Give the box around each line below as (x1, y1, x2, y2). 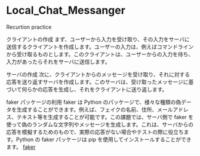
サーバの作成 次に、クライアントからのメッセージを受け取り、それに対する (6, 71, 190, 78)
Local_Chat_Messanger (6, 4, 125, 17)
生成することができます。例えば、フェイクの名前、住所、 (16, 106, 158, 113)
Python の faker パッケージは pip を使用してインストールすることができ (16, 136, 192, 143)
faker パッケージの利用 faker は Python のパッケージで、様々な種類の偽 (6, 98, 181, 105)
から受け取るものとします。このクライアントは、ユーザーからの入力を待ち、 (6, 50, 194, 57)
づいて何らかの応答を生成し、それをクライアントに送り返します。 (6, 85, 168, 93)
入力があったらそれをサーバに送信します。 (6, 58, 110, 65)
